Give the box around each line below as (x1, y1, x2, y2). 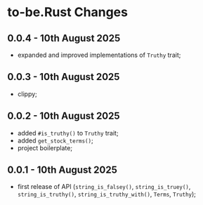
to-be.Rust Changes (7, 4, 129, 20)
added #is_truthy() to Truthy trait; (17, 128, 119, 137)
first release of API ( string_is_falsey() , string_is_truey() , (17, 183, 191, 191)
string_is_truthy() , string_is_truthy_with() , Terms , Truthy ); (17, 190, 197, 199)
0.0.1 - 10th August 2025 (7, 164, 117, 176)
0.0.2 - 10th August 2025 (7, 110, 121, 122)
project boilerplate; (17, 143, 72, 152)
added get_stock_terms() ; (17, 136, 93, 145)
